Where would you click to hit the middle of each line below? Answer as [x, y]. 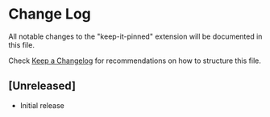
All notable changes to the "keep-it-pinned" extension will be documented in [135, 36]
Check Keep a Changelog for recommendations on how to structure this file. [135, 61]
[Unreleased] [42, 86]
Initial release [42, 105]
